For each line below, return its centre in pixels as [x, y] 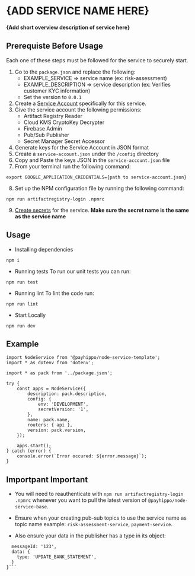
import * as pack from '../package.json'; [59, 373]
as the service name [40, 216]
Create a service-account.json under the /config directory [87, 154]
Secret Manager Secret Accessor [64, 141]
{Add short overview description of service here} [68, 27]
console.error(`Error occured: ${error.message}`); [82, 456]
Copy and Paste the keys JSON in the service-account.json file [92, 160]
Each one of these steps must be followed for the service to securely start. [97, 60]
